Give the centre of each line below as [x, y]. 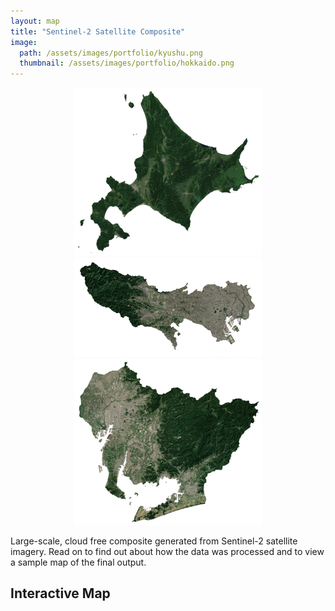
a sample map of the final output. [78, 562]
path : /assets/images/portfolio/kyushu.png [111, 53]
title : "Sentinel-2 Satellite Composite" [98, 31]
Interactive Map [60, 593]
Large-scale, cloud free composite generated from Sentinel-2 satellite [154, 541]
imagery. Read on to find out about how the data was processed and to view [167, 551]
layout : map [35, 21]
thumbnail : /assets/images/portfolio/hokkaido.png [127, 63]
